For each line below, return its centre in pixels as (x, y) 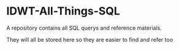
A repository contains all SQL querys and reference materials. (84, 28)
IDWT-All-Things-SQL (63, 11)
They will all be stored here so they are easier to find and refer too (90, 39)
